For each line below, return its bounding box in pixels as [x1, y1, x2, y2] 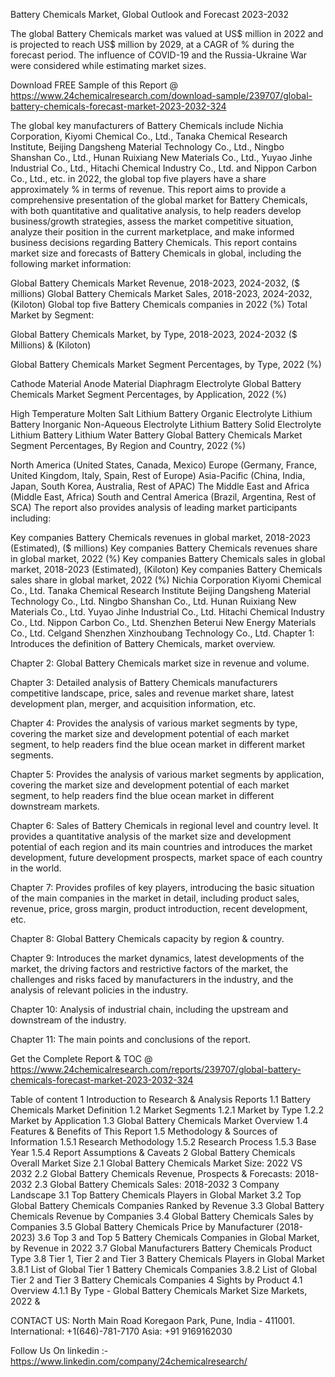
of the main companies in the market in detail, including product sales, [10, 892, 300, 904]
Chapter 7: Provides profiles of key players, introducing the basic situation [10, 882, 315, 893]
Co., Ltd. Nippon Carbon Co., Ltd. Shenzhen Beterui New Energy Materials [10, 617, 317, 628]
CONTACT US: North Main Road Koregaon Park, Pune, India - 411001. [10, 1315, 295, 1326]
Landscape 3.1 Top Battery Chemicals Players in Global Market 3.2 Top [10, 1189, 302, 1201]
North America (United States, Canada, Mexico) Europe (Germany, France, [10, 459, 318, 471]
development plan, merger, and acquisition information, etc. [10, 698, 257, 709]
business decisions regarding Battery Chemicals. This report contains [10, 237, 298, 248]
